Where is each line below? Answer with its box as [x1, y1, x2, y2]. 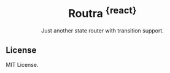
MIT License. [6, 61, 39, 69]
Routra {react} [68, 4, 137, 21]
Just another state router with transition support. [41, 27, 164, 34]
